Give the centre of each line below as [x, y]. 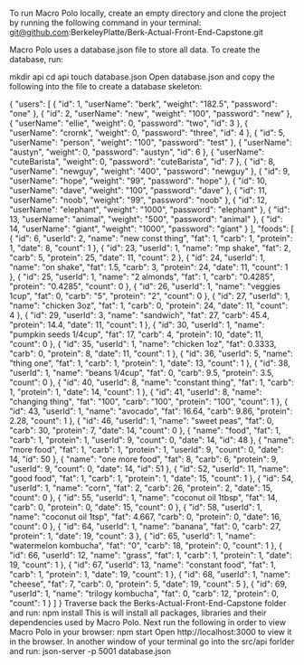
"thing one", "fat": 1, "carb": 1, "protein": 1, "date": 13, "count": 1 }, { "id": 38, [150, 363]
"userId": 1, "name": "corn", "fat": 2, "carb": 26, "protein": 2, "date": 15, [141, 488]
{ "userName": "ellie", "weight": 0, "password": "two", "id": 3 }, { [129, 123]
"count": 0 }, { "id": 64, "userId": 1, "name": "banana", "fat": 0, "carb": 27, [145, 526]
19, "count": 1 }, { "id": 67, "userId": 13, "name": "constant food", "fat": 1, [142, 565]
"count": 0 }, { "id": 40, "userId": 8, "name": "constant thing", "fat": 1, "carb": [152, 382]
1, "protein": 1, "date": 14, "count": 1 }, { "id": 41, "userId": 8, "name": [136, 392]
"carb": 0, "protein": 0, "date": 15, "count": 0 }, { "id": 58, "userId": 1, [136, 507]
